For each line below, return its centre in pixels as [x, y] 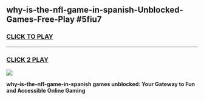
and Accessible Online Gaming [46, 90]
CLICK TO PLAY [30, 37]
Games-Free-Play [40, 20]
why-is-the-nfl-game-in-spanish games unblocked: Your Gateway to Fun [101, 84]
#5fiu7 [89, 20]
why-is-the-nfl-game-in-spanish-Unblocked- [95, 10]
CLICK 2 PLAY [27, 59]
